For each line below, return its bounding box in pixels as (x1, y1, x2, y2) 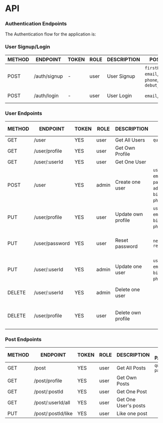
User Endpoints (5, 110, 42, 117)
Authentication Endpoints (5, 20, 67, 27)
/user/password (33, 240, 70, 247)
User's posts (116, 402, 146, 409)
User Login (107, 92, 132, 99)
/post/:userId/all (33, 399, 70, 406)
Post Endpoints (5, 336, 42, 343)
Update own (115, 211, 143, 218)
